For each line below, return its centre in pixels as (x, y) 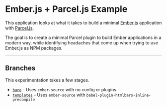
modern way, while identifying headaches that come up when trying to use (82, 42)
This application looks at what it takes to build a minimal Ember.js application (83, 23)
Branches (20, 68)
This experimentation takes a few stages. (47, 80)
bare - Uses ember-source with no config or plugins (64, 89)
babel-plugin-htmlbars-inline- (119, 95)
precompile (24, 100)
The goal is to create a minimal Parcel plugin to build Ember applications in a (83, 37)
